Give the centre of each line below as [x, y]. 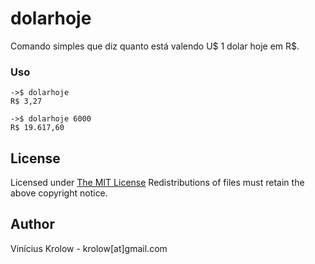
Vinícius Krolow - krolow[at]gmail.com [89, 248]
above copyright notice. [59, 193]
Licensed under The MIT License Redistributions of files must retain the [157, 183]
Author [32, 224]
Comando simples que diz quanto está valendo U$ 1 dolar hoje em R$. [155, 46]
